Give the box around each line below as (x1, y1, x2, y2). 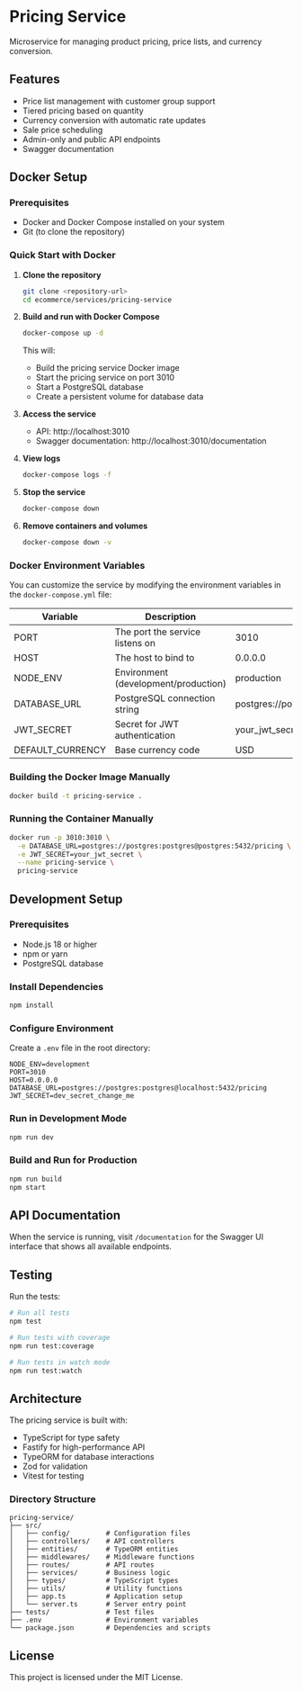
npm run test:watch (9, 1366, 83, 1375)
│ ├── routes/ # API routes (9, 1561, 155, 1570)
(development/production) (114, 678, 226, 690)
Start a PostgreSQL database (35, 382, 144, 392)
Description (145, 610, 197, 623)
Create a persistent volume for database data (35, 391, 204, 402)
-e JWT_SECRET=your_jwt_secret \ (17, 850, 143, 859)
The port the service (114, 625, 201, 638)
